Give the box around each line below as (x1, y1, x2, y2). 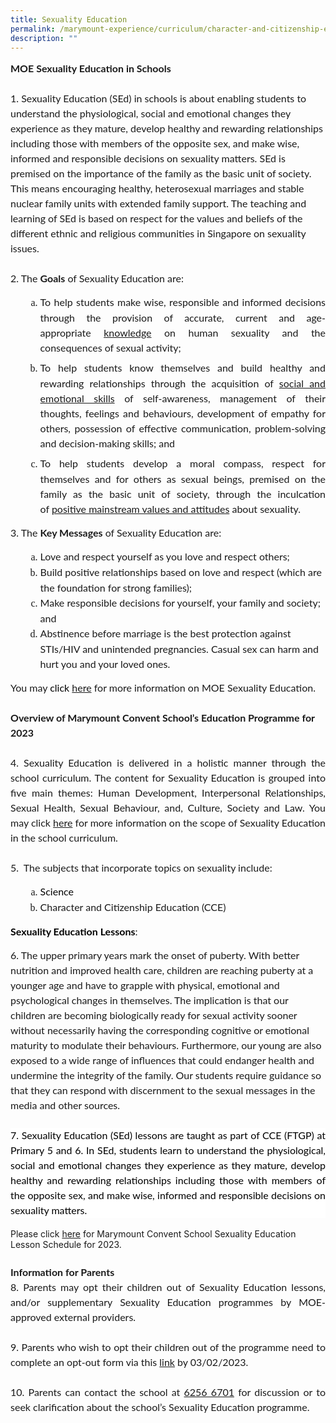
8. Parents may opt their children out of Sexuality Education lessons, (10, 1281, 326, 1294)
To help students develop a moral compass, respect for (39, 457, 326, 470)
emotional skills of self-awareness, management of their (39, 392, 326, 405)
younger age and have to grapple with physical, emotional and (10, 979, 280, 992)
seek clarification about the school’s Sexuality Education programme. (10, 1401, 310, 1414)
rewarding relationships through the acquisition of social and (39, 377, 326, 390)
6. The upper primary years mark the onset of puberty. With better (10, 949, 300, 962)
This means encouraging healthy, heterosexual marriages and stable (10, 182, 305, 195)
